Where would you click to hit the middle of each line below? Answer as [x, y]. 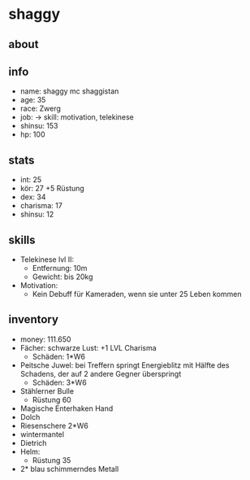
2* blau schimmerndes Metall [69, 469]
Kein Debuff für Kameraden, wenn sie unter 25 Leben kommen [137, 295]
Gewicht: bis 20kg [62, 277]
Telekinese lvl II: [47, 260]
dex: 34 [33, 197]
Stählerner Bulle [47, 391]
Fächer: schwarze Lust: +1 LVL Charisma [88, 347]
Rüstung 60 [52, 399]
